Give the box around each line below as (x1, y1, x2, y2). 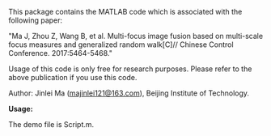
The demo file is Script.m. (8, 120, 95, 129)
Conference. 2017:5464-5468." (8, 49, 113, 57)
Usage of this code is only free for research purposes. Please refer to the (8, 64, 252, 74)
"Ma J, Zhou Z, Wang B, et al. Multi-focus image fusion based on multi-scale (8, 32, 264, 40)
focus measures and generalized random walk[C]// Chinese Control (8, 40, 234, 49)
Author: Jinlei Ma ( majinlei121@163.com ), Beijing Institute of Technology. (8, 88, 249, 98)
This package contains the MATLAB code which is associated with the (8, 7, 243, 16)
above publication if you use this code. (8, 73, 138, 82)
